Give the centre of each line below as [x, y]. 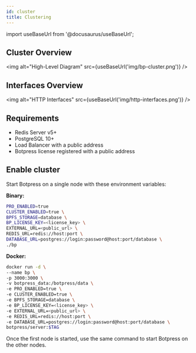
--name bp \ [21, 273]
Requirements [32, 118]
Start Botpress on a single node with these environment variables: [86, 184]
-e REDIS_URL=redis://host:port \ [49, 316]
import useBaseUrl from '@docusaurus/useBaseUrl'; [70, 34]
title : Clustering [29, 17]
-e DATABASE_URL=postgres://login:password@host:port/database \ [88, 322]
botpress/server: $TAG [33, 328]
